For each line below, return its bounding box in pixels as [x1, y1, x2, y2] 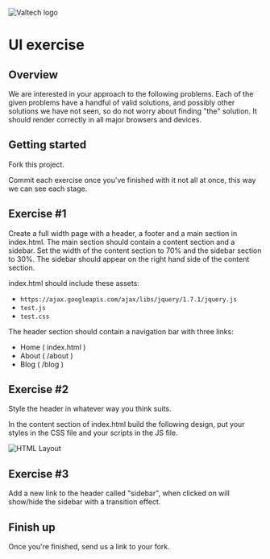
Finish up [8, 520, 56, 534]
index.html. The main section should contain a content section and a [8, 237, 235, 246]
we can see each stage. [8, 184, 88, 193]
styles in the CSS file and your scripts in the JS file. [8, 428, 179, 438]
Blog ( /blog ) [19, 359, 64, 369]
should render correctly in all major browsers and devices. [8, 115, 202, 124]
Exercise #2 [8, 383, 69, 396]
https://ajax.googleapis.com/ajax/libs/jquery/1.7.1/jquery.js [19, 295, 238, 304]
